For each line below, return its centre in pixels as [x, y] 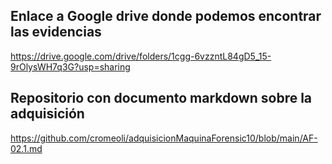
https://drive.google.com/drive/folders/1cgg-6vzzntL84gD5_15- [141, 56]
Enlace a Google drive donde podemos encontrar [166, 16]
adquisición [47, 114]
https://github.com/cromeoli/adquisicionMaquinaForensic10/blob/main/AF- [164, 138]
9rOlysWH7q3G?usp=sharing [70, 66]
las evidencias [56, 32]
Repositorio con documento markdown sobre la [161, 98]
